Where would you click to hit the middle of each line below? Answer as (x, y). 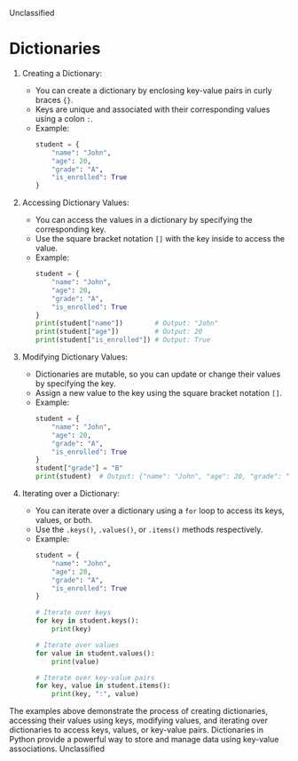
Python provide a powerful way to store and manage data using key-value (144, 740)
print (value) (76, 662)
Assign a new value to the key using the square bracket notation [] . (158, 393)
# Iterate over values (77, 645)
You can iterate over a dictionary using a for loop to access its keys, (160, 511)
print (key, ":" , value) (95, 694)
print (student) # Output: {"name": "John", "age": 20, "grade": (158, 477)
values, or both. (64, 520)
